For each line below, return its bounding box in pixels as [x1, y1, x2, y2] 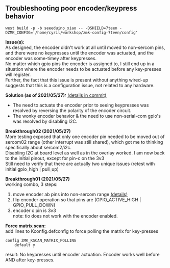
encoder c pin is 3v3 [12, 207, 56, 213]
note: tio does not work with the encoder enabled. [12, 212, 118, 219]
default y [14, 242, 36, 248]
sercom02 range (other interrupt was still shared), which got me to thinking [5, 139, 163, 145]
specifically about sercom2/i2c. [5, 144, 72, 150]
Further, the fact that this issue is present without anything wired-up [5, 76, 149, 83]
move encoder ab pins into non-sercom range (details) [12, 191, 128, 197]
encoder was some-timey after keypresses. [5, 55, 97, 61]
